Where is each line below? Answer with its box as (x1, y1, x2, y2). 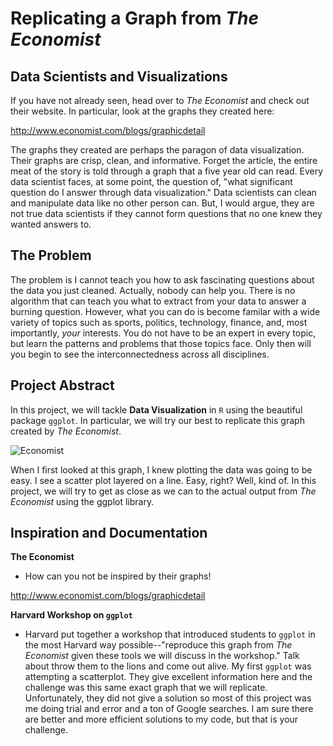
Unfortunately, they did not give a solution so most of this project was (24, 692, 312, 704)
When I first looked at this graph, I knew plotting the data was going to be (10, 463, 313, 476)
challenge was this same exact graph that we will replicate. (24, 682, 268, 694)
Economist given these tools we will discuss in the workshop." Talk (24, 650, 300, 662)
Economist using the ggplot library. (10, 495, 155, 507)
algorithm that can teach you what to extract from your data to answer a (10, 295, 307, 307)
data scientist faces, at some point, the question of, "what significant (10, 176, 293, 187)
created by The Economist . (10, 425, 122, 437)
